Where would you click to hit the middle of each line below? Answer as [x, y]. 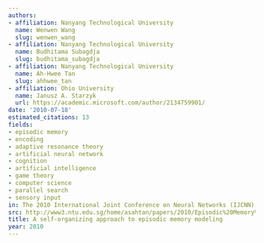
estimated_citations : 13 [49, 118]
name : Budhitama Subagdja [58, 52]
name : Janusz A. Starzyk [56, 96]
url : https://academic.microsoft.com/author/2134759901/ [110, 103]
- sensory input [35, 198]
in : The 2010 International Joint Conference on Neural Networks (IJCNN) [132, 205]
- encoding [26, 139]
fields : [21, 125]
